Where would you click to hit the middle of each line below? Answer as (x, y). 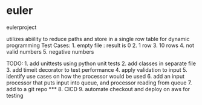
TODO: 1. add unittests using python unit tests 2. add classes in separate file (101, 63)
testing (15, 95)
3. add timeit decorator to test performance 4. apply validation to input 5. (97, 69)
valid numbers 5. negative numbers (50, 51)
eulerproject (21, 27)
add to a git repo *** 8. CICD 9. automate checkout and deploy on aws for (98, 89)
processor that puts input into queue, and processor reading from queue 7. (99, 83)
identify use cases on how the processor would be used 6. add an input (95, 76)
